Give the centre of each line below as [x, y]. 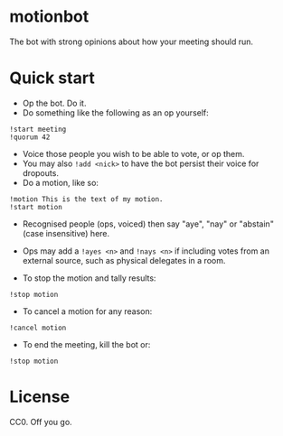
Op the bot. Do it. [54, 103]
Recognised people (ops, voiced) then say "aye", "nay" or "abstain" [148, 224]
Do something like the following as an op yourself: [116, 112]
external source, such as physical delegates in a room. [124, 260]
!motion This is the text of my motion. [87, 199]
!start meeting [38, 129]
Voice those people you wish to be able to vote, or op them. [133, 153]
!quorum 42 [30, 137]
